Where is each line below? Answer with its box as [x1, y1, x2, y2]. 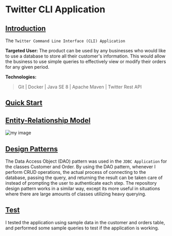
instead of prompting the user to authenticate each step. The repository [5, 180, 157, 186]
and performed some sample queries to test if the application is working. [5, 225, 159, 231]
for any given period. [5, 64, 50, 70]
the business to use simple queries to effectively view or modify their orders [5, 58, 166, 65]
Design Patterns [5, 145, 58, 153]
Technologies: [5, 74, 37, 80]
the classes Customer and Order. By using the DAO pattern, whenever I [5, 164, 156, 170]
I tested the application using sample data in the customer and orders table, [5, 219, 165, 225]
